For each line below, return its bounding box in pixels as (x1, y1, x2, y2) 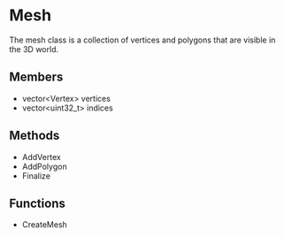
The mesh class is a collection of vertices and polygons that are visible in (9, 34, 276, 45)
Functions (9, 195, 66, 210)
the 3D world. (9, 43, 59, 54)
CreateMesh (21, 219, 68, 230)
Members (9, 70, 64, 85)
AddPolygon (21, 161, 68, 172)
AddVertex (21, 151, 62, 162)
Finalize (21, 170, 51, 181)
